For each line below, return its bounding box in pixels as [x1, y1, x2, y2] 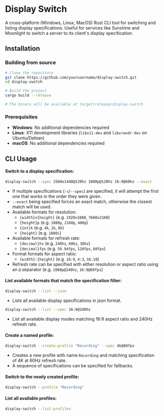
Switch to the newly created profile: [5, 374, 79, 380]
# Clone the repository [5, 70, 54, 75]
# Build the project [5, 89, 47, 93]
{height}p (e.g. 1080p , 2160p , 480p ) [19, 219, 88, 225]
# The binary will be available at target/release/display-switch [5, 102, 143, 107]
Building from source [5, 59, 56, 66]
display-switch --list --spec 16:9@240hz [5, 307, 91, 312]
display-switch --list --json [5, 289, 67, 294]
